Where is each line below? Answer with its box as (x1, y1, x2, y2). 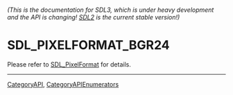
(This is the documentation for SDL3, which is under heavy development (7, 6, 214, 14)
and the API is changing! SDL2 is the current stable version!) (7, 12, 180, 21)
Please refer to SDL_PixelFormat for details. (7, 60, 132, 69)
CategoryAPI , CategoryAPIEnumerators (7, 80, 119, 88)
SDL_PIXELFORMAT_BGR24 (7, 37, 170, 53)
